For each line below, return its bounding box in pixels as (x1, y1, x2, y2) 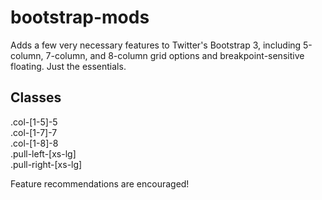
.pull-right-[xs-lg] (10, 158, 83, 170)
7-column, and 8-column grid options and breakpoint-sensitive (45, 49, 305, 61)
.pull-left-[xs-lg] (10, 147, 77, 160)
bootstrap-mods (10, 6, 150, 29)
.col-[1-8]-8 (10, 137, 59, 149)
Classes (10, 89, 62, 106)
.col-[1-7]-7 (10, 126, 58, 138)
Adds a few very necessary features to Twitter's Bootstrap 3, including (10, 39, 302, 51)
